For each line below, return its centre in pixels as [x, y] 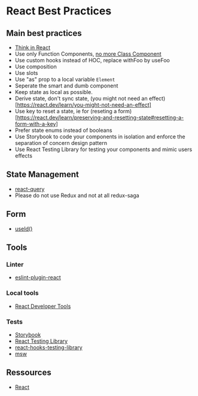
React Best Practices [59, 11]
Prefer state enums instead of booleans [63, 130]
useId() [24, 228]
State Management [42, 175]
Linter [15, 264]
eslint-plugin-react [38, 277]
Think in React [33, 47]
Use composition [36, 66]
